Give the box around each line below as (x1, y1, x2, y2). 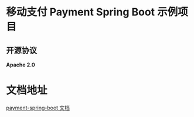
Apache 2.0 (6, 61, 35, 68)
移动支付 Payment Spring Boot (6, 5, 155, 19)
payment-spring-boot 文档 (6, 104, 70, 111)
